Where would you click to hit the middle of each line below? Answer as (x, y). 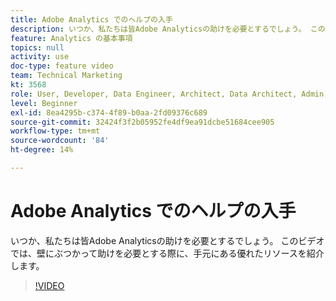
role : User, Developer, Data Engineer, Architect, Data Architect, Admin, (169, 94)
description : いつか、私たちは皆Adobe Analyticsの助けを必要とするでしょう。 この (168, 29)
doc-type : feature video (62, 66)
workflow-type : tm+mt (55, 131)
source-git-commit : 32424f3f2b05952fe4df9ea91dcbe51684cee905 (142, 122)
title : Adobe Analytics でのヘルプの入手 (91, 19)
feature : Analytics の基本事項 (71, 38)
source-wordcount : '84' (60, 141)
